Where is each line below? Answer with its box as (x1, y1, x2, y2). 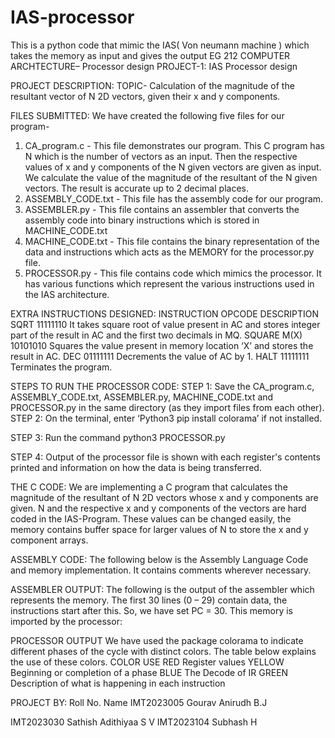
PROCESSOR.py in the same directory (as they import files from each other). (10, 401, 325, 413)
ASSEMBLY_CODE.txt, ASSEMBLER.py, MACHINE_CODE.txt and (10, 391, 274, 403)
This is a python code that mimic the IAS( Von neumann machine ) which (10, 39, 310, 51)
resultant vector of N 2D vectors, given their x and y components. (10, 90, 281, 102)
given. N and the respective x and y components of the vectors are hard (10, 502, 307, 514)
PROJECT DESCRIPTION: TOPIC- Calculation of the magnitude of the (10, 79, 295, 91)
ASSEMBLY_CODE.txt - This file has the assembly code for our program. (24, 192, 324, 205)
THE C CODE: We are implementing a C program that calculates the (10, 481, 288, 493)
